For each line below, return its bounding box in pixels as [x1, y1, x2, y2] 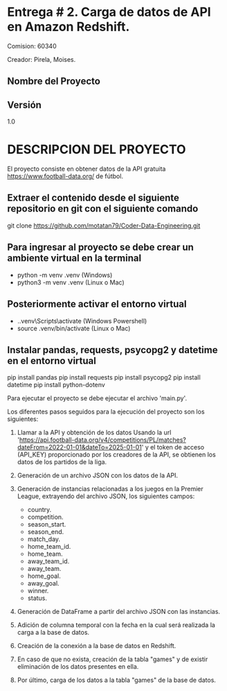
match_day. [27, 535, 61, 543]
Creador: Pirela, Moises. [7, 55, 76, 63]
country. [27, 506, 52, 514]
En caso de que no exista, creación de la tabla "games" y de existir [17, 655, 208, 663]
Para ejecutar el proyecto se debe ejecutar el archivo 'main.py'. [7, 394, 188, 402]
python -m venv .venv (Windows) [17, 271, 113, 279]
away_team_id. [27, 557, 70, 565]
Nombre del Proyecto [7, 76, 100, 87]
